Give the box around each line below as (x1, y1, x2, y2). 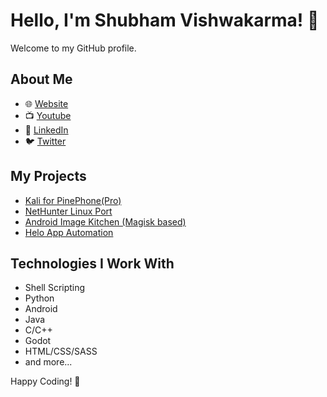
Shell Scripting (24, 282, 86, 294)
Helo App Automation (24, 226, 114, 238)
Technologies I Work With (10, 255, 175, 272)
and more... (24, 356, 73, 368)
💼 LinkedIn (24, 124, 69, 136)
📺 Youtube (24, 109, 72, 121)
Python (24, 292, 55, 304)
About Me (10, 71, 73, 88)
